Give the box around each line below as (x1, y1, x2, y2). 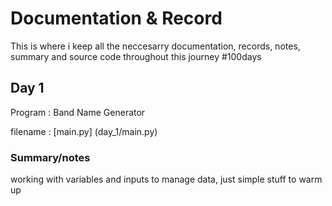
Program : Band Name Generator (10, 106, 146, 118)
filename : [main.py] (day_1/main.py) (10, 125, 158, 137)
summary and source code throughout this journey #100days (10, 50, 262, 62)
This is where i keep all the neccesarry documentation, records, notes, (10, 40, 301, 52)
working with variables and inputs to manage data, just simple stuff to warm (10, 173, 323, 186)
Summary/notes (10, 150, 91, 164)
